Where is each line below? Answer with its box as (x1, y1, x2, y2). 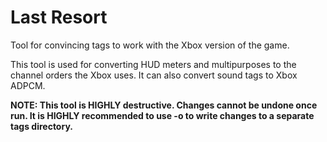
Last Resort (10, 6, 108, 29)
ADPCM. (10, 79, 46, 91)
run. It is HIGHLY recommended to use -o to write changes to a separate (10, 109, 315, 121)
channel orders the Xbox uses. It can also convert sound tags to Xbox (10, 69, 298, 81)
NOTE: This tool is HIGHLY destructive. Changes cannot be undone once (10, 99, 318, 111)
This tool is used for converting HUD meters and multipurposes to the (10, 58, 297, 70)
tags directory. (10, 120, 73, 132)
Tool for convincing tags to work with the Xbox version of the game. (10, 39, 290, 51)
